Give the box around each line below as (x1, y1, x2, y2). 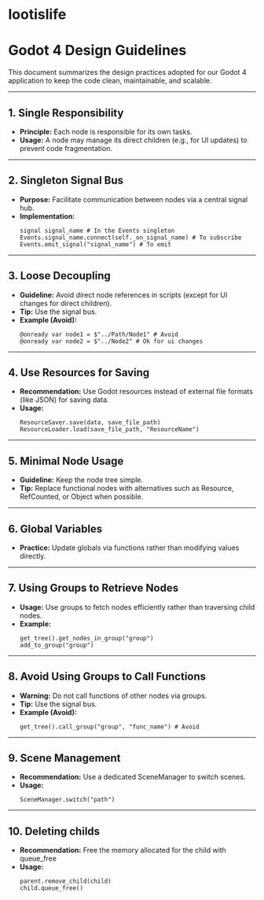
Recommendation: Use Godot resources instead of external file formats (19, 387, 254, 397)
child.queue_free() (19, 884, 84, 892)
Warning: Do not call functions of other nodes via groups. (19, 691, 207, 700)
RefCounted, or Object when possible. (19, 492, 144, 501)
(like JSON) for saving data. (19, 395, 109, 404)
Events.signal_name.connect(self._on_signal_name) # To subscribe (19, 234, 242, 242)
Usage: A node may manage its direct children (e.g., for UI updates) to (19, 135, 247, 145)
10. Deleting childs (8, 824, 101, 838)
